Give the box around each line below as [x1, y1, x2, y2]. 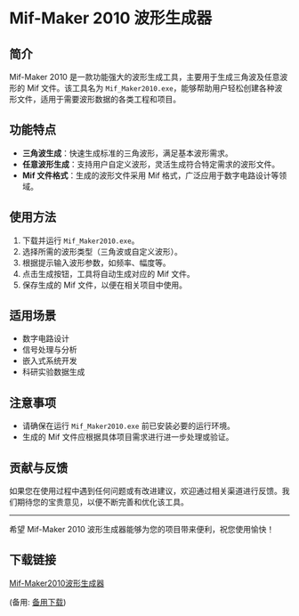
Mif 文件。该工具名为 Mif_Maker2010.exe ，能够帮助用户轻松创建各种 [26, 83, 275, 93]
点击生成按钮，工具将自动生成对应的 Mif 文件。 [21, 268, 195, 279]
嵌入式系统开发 [21, 355, 77, 366]
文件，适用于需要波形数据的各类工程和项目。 [16, 94, 181, 104]
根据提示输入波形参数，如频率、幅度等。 [21, 257, 171, 268]
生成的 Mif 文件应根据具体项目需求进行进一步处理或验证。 [21, 432, 234, 442]
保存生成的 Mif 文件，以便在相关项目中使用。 [21, 280, 187, 290]
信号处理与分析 [21, 344, 77, 355]
